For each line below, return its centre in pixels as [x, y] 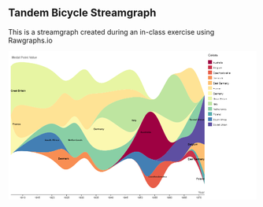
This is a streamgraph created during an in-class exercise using [111, 31]
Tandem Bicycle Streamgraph [82, 13]
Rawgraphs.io [30, 40]
